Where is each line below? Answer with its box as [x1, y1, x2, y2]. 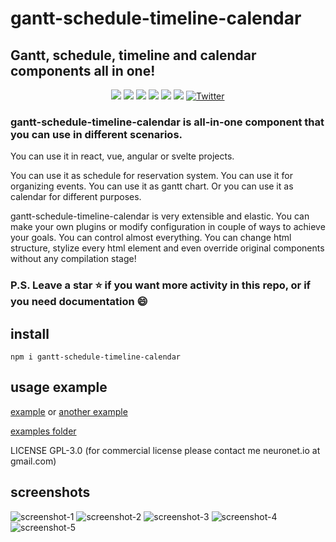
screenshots [10, 484, 91, 501]
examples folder [10, 425, 77, 437]
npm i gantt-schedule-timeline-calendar [10, 352, 182, 362]
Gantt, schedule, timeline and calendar [10, 47, 257, 64]
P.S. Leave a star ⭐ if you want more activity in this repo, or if [10, 278, 312, 292]
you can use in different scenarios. [10, 127, 183, 141]
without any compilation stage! [10, 253, 137, 265]
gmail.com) [10, 455, 57, 467]
